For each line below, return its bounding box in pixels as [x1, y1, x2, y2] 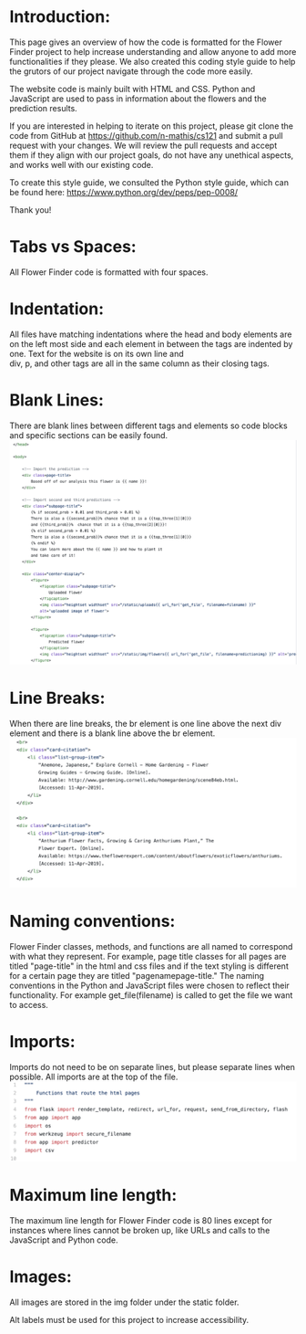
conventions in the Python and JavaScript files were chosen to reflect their [9, 980, 290, 992]
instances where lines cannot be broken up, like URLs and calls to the [9, 1224, 270, 1235]
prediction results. [9, 102, 77, 113]
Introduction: [9, 6, 111, 27]
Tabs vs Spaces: [9, 236, 137, 257]
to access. [9, 1000, 48, 1011]
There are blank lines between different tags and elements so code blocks [9, 420, 289, 431]
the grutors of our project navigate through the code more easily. [9, 66, 253, 77]
